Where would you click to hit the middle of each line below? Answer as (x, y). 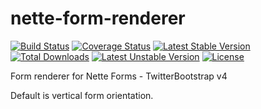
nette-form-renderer (98, 18)
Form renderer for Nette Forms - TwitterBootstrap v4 (119, 76)
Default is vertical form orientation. (82, 95)
